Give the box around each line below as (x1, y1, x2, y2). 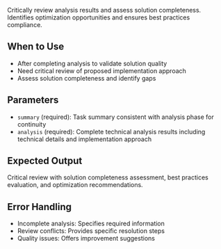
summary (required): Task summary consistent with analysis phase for (17, 113, 214, 121)
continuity (17, 120, 47, 128)
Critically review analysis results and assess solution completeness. (7, 6, 202, 14)
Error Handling (7, 201, 72, 213)
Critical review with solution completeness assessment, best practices (7, 173, 208, 182)
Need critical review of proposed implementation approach (17, 66, 186, 75)
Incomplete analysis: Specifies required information (17, 219, 165, 228)
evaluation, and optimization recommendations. (7, 181, 144, 189)
